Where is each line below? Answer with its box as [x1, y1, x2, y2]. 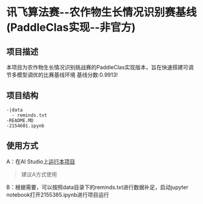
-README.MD [6, 117, 34, 124]
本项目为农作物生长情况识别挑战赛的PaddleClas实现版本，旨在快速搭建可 [6, 64, 189, 71]
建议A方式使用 [21, 170, 58, 178]
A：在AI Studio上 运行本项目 [6, 158, 76, 165]
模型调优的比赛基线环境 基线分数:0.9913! [16, 71, 118, 78]
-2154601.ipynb [6, 123, 45, 129]
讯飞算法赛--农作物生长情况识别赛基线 [6, 5, 197, 19]
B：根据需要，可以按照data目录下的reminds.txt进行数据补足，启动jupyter [6, 183, 189, 191]
